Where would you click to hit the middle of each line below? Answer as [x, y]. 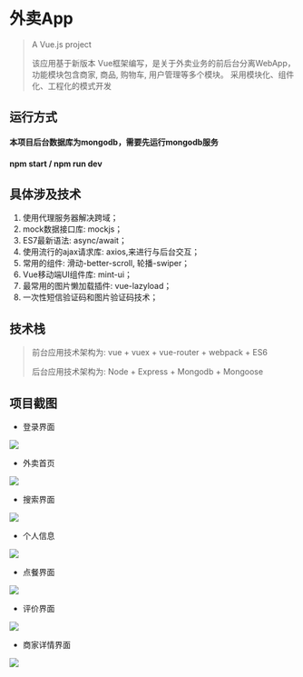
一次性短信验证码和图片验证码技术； [90, 297]
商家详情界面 [46, 644]
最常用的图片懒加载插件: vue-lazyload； [97, 286]
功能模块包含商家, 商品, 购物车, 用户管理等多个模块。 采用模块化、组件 [163, 75]
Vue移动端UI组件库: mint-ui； [78, 274]
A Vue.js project [62, 44]
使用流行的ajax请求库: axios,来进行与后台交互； [111, 252]
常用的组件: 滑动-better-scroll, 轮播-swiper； [106, 264]
